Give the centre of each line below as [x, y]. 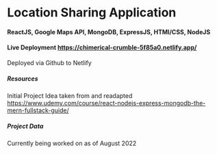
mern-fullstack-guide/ [38, 110]
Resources [23, 78]
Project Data [25, 126]
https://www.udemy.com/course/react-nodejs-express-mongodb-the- [106, 103]
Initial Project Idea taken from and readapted [70, 95]
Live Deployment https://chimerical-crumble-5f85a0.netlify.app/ [102, 48]
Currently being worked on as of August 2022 [72, 143]
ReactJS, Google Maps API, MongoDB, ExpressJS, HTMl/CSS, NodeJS [109, 31]
